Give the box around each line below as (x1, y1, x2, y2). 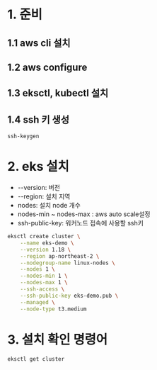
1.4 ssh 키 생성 (7, 113, 69, 125)
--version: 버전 (17, 184, 60, 192)
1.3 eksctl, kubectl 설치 (7, 87, 109, 99)
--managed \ (20, 298, 55, 305)
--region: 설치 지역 (17, 192, 71, 201)
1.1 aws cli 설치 (7, 37, 71, 49)
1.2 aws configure (7, 61, 88, 73)
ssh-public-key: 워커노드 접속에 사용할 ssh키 (17, 219, 144, 228)
